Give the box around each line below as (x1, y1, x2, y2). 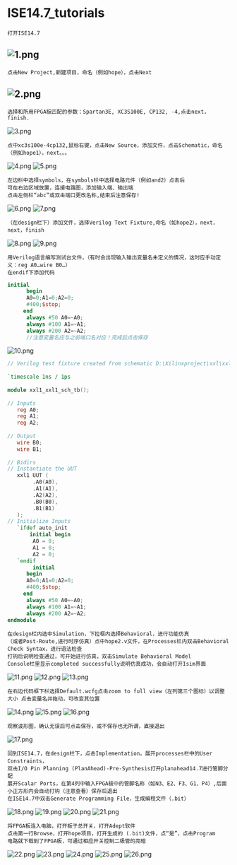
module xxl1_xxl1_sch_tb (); (7, 387, 90, 394)
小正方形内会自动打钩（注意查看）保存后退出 (7, 788, 118, 795)
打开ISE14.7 (7, 30, 40, 37)
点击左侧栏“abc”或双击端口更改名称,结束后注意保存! (7, 192, 140, 199)
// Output (7, 432, 37, 440)
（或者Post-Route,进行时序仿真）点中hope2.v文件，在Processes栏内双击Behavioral (7, 638, 229, 645)
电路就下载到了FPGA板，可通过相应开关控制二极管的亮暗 (7, 837, 147, 845)
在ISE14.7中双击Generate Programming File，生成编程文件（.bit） (7, 795, 190, 803)
